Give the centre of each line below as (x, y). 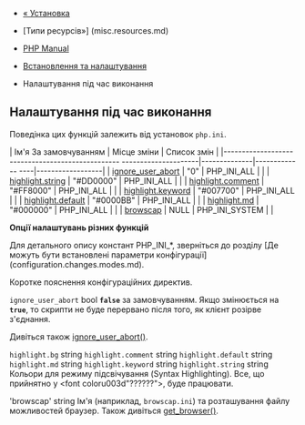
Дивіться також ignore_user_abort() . (79, 337)
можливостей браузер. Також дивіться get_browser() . (114, 410)
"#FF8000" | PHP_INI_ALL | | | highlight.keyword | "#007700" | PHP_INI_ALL (152, 190)
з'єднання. (30, 319)
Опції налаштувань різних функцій (79, 228)
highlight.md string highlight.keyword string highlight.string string (139, 364)
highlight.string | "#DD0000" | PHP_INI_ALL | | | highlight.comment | (137, 180)
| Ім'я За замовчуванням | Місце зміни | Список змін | (114, 152)
